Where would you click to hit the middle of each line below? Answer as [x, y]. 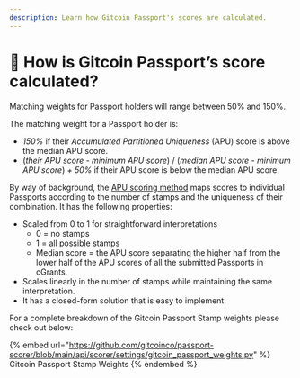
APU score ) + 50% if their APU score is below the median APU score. [151, 170]
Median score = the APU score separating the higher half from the [158, 252]
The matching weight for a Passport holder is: [94, 123]
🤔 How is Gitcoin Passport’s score [137, 62]
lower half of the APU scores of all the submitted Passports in [150, 262]
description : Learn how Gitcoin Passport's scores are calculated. [138, 18]
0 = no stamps [62, 233]
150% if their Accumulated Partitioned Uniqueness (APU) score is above [156, 141]
